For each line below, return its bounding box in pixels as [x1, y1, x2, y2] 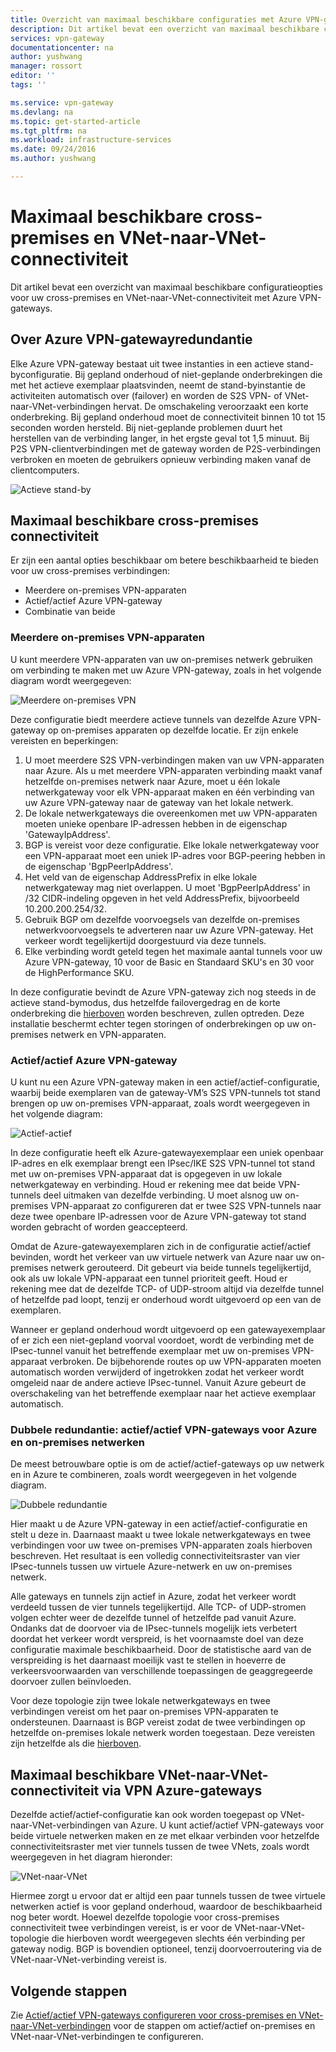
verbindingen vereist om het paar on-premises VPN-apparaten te [10, 1706, 279, 1718]
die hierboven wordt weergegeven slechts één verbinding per [51, 1932, 306, 1945]
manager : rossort [10, 61, 83, 71]
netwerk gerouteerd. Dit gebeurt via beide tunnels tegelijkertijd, [50, 1262, 312, 1274]
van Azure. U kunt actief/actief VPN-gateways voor [113, 1819, 325, 1831]
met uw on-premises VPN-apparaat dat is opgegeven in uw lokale [10, 1168, 283, 1180]
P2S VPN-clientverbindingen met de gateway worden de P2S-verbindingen [10, 442, 321, 455]
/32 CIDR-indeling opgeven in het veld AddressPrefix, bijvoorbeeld [24, 892, 300, 904]
